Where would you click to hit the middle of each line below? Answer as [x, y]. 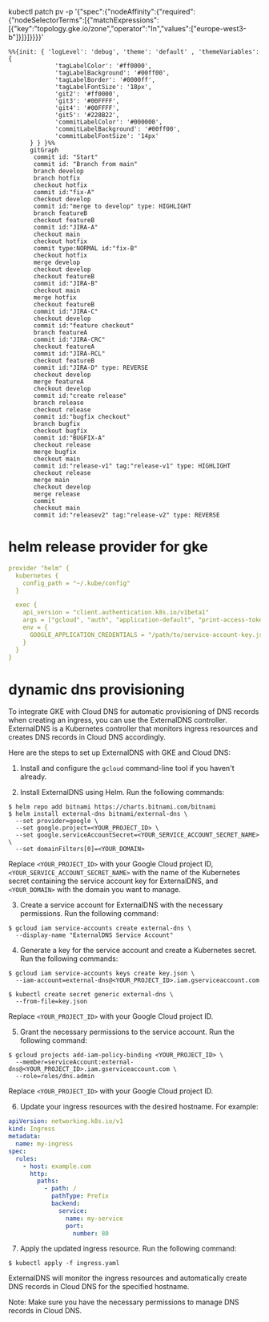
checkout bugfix [60, 431]
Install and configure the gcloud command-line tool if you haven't [127, 768]
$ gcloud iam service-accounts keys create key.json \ [102, 974]
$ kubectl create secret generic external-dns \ [91, 995]
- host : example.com [57, 1166]
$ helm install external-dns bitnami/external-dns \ [98, 814]
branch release [58, 403]
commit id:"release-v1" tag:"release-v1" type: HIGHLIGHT [132, 466]
